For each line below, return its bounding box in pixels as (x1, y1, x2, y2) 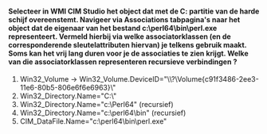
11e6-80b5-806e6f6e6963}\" (19, 83, 116, 93)
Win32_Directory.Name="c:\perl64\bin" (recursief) (19, 108, 187, 118)
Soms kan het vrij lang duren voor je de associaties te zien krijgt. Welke (8, 48, 249, 58)
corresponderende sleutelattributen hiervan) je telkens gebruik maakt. (8, 40, 247, 49)
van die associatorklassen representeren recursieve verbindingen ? (8, 56, 238, 67)
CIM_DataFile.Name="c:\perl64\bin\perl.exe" (19, 117, 167, 126)
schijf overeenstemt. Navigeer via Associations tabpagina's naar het (8, 14, 241, 24)
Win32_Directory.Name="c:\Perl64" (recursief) (19, 100, 174, 109)
